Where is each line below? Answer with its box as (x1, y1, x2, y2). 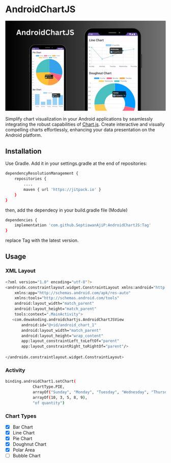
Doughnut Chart (12, 441, 47, 447)
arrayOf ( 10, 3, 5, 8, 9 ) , (32, 395, 88, 400)
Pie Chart (12, 436, 33, 442)
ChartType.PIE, (32, 384, 65, 390)
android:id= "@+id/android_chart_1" (21, 322, 97, 328)
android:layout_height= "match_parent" (14, 306, 97, 311)
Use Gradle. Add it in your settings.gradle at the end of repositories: (5, 160, 148, 166)
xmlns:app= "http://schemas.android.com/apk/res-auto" (14, 290, 131, 296)
